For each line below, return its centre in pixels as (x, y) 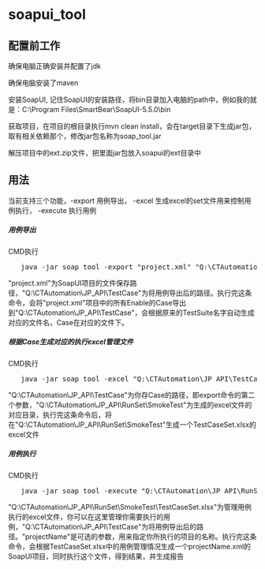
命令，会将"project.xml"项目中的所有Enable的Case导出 (97, 302)
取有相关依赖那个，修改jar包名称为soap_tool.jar (85, 136)
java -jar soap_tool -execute (79, 490)
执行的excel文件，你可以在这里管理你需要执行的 (86, 517)
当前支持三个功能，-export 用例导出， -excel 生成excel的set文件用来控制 (126, 200)
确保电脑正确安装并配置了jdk (54, 66)
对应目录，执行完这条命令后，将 (60, 414)
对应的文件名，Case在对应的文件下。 (68, 322)
